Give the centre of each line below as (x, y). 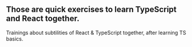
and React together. (43, 19)
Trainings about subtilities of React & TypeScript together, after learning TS (96, 32)
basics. (15, 39)
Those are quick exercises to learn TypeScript (91, 10)
